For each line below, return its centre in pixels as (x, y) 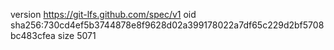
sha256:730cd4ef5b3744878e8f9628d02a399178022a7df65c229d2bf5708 (167, 25)
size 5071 (77, 35)
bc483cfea (33, 35)
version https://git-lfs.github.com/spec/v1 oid (103, 14)
